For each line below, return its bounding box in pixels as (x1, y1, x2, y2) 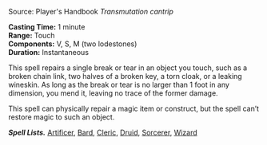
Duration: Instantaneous (8, 48, 90, 57)
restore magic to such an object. (8, 112, 115, 122)
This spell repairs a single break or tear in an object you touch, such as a (8, 63, 248, 72)
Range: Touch (8, 31, 55, 40)
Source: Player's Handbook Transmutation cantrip (8, 7, 174, 16)
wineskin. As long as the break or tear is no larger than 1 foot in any (8, 80, 230, 89)
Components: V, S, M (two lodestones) (8, 39, 137, 49)
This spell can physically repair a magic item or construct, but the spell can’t (8, 104, 260, 113)
